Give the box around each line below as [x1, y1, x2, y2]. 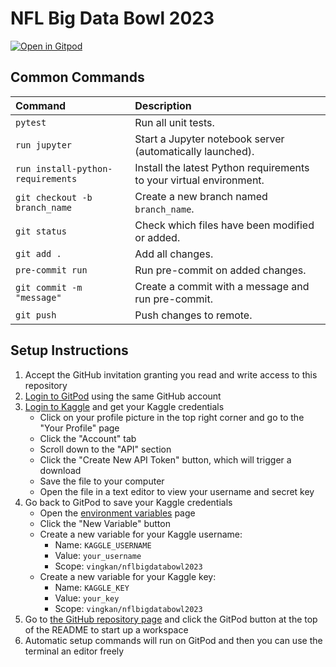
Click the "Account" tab [39, 432, 137, 444]
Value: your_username [54, 549, 142, 561]
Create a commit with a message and [134, 279, 310, 293]
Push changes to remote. [134, 308, 253, 322]
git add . [15, 248, 62, 259]
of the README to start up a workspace [24, 623, 189, 636]
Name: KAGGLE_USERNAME [54, 538, 152, 551]
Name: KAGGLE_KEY [54, 581, 130, 593]
